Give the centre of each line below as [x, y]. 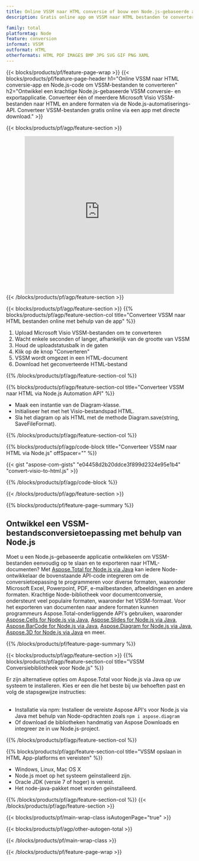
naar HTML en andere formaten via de [80, 104]
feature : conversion [32, 39]
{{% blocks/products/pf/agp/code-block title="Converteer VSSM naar [92, 446]
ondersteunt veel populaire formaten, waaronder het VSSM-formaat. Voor [96, 601]
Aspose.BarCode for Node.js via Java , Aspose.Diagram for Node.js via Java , [99, 626]
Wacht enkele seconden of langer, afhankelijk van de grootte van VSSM [102, 339]
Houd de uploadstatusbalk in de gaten [61, 345]
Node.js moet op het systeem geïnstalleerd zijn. [73, 775]
